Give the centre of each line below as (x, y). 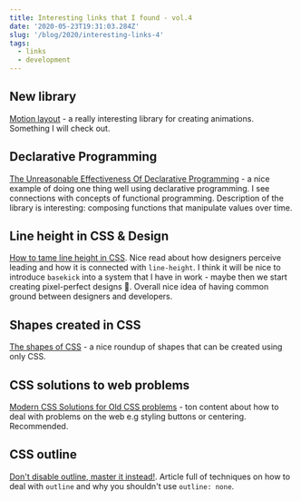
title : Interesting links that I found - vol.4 (101, 18)
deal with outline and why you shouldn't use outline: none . (122, 486)
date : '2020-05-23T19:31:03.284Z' (75, 26)
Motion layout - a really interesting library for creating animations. (131, 118)
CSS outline (43, 455)
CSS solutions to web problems (100, 385)
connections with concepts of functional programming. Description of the (146, 198)
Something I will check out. (60, 128)
